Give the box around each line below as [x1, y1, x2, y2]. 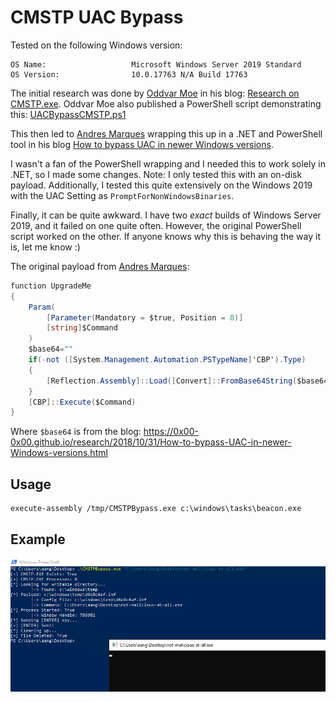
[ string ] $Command [46, 323, 118, 333]
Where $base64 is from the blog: [10, 426, 142, 438]
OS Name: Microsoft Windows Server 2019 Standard [10, 59, 302, 70]
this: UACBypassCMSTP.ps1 [10, 108, 127, 120]
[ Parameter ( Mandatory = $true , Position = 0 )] [46, 312, 244, 323]
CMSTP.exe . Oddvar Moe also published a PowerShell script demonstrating [10, 97, 322, 110]
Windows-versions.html [10, 447, 108, 459]
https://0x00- [143, 426, 199, 438]
